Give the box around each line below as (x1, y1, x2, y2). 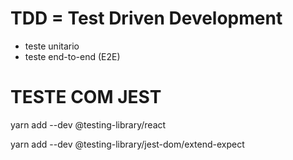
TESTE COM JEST (10, 86, 162, 109)
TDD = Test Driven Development (10, 7, 283, 30)
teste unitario (24, 40, 80, 52)
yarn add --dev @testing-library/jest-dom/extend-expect (10, 138, 245, 150)
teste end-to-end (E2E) (24, 50, 121, 62)
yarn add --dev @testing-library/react (10, 118, 167, 131)
